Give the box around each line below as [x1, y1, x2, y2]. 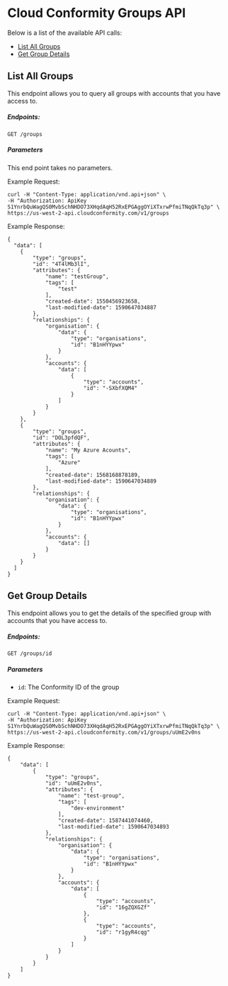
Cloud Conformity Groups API [7, 5, 186, 21]
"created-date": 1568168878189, [45, 471, 141, 478]
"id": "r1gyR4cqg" [96, 929, 151, 936]
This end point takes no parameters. [7, 163, 113, 172]
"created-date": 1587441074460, [57, 817, 154, 824]
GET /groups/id [7, 650, 52, 657]
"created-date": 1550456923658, [45, 298, 141, 305]
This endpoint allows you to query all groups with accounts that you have [7, 89, 221, 97]
